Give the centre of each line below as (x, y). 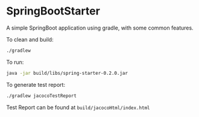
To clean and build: (30, 39)
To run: (15, 62)
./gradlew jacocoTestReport (42, 96)
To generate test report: (36, 84)
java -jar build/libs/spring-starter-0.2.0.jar (67, 73)
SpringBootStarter (53, 11)
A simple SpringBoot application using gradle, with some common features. (100, 28)
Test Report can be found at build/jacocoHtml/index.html (78, 107)
